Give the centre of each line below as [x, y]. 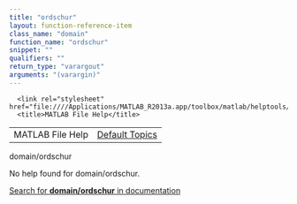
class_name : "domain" [49, 34]
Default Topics [127, 134]
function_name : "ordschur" [59, 42]
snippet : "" [31, 50]
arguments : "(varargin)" [55, 75]
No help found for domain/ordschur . [75, 173]
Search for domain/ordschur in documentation [95, 190]
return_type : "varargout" [57, 67]
